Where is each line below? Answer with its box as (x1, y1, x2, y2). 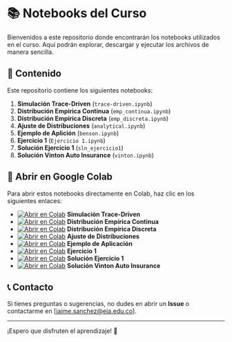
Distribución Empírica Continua (66, 217, 159, 225)
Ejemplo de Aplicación (66, 239, 133, 247)
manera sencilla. (7, 48, 54, 56)
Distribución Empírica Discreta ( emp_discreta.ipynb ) (17, 114, 169, 122)
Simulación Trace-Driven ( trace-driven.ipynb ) (17, 99, 153, 108)
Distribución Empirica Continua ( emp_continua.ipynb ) (17, 106, 171, 115)
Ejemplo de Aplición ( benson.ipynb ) (17, 129, 119, 137)
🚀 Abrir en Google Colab (7, 171, 113, 183)
